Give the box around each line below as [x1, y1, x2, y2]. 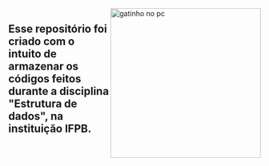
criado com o [8, 35, 75, 49]
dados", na [8, 109, 64, 123]
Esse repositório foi [8, 22, 107, 36]
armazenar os [8, 60, 78, 73]
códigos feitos [8, 72, 82, 86]
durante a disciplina [8, 85, 110, 98]
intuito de [8, 47, 58, 61]
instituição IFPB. [8, 122, 92, 136]
